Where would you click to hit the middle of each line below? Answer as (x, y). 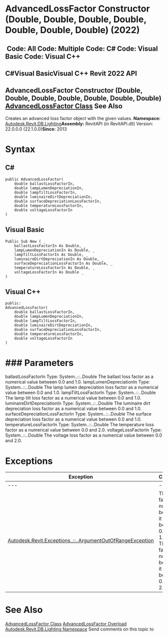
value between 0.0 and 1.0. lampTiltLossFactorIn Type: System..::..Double (80, 393)
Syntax (20, 149)
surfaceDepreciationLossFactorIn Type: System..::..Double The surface (78, 414)
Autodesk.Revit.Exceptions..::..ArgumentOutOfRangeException (81, 541)
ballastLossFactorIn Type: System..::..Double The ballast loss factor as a (79, 376)
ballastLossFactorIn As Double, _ (50, 246)
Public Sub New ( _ (25, 241)
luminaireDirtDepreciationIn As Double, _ (59, 259)
